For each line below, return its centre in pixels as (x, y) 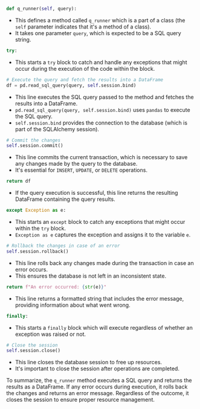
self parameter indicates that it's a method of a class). (83, 27)
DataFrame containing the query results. (65, 199)
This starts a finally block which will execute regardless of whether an (104, 327)
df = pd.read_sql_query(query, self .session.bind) (71, 85)
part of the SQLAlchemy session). (57, 129)
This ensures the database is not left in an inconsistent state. (91, 276)
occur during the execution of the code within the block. (85, 68)
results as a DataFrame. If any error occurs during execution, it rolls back (97, 387)
